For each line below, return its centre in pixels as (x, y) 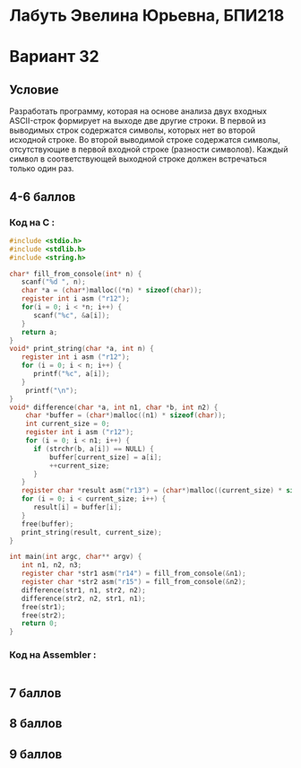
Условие (34, 89)
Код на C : (32, 223)
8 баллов (36, 724)
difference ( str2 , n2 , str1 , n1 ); (83, 598)
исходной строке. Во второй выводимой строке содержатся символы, (145, 140)
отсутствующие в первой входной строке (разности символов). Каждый (149, 150)
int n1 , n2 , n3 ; (52, 565)
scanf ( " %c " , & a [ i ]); (71, 315)
